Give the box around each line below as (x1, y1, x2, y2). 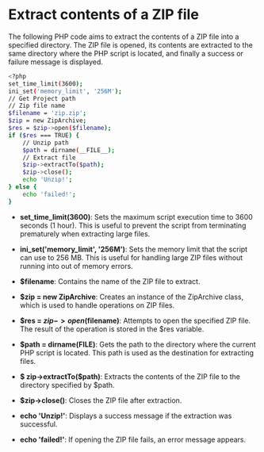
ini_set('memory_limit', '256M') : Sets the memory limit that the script (19, 244, 248, 254)
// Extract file (22, 153, 77, 162)
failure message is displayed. (8, 57, 103, 67)
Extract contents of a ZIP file (8, 6, 200, 24)
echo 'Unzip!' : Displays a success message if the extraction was (19, 411, 232, 420)
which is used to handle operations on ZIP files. (19, 300, 175, 310)
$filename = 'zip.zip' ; (8, 109, 87, 117)
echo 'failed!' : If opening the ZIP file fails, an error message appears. (19, 435, 247, 444)
